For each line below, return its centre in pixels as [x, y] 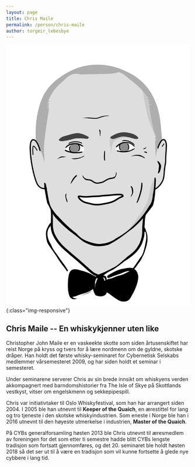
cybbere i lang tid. [28, 458]
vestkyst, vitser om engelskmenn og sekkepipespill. [68, 392]
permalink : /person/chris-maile [45, 25]
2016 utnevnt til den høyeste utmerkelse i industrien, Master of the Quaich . [96, 421]
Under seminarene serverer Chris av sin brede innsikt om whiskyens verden [97, 379]
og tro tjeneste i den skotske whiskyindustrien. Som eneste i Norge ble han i [97, 415]
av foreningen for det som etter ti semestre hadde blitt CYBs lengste [88, 439]
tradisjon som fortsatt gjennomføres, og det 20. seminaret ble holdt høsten [96, 445]
